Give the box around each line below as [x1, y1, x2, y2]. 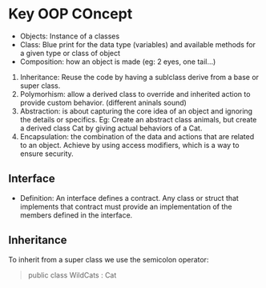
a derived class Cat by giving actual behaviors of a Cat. [19, 123, 203, 133]
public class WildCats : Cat [27, 270, 117, 280]
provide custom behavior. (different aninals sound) [19, 98, 187, 107]
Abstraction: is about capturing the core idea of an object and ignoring [19, 106, 253, 116]
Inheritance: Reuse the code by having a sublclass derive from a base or [19, 72, 259, 82]
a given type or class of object [19, 48, 121, 58]
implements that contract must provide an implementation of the [19, 202, 232, 211]
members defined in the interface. [19, 210, 133, 220]
